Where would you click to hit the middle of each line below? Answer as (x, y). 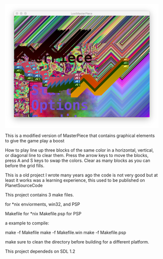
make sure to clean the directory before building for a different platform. (77, 242)
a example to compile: (27, 223)
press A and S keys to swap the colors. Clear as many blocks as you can (78, 160)
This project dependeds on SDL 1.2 (40, 251)
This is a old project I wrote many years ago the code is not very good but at (81, 175)
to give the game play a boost (35, 140)
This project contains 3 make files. (39, 195)
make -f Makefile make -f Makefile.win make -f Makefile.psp (66, 232)
